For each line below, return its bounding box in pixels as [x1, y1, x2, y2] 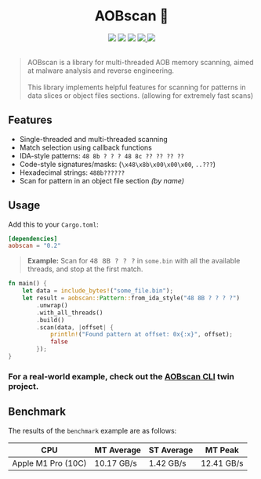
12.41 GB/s [201, 458, 244, 469]
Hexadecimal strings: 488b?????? [19, 168, 125, 177]
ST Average [148, 445, 194, 455]
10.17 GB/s [94, 458, 137, 469]
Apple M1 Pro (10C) [12, 458, 88, 469]
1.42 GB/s [148, 458, 187, 469]
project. [8, 380, 39, 391]
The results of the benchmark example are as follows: [8, 426, 177, 435]
